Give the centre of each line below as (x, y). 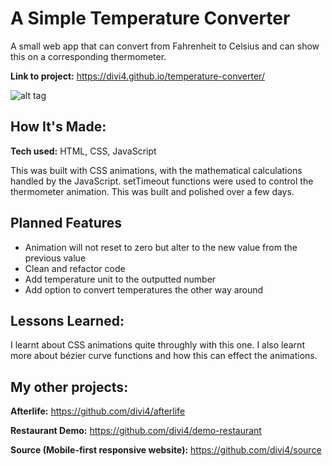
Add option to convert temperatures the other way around (144, 289)
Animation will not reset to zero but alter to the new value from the (161, 247)
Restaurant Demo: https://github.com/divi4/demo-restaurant (136, 431)
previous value (55, 258)
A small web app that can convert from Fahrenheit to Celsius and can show (165, 46)
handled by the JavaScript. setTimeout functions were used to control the (162, 181)
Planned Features (66, 223)
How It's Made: (58, 127)
